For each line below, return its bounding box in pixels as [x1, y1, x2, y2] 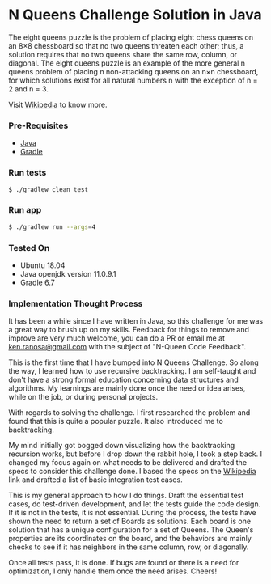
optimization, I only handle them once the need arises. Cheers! [8, 566, 218, 576]
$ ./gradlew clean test [8, 185, 89, 193]
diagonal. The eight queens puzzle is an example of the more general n [8, 58, 245, 68]
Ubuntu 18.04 [19, 260, 66, 270]
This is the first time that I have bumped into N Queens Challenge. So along [8, 358, 259, 367]
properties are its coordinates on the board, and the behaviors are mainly [8, 534, 252, 544]
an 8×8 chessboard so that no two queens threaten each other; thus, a [8, 40, 244, 50]
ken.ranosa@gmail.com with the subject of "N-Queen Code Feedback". [8, 342, 247, 352]
